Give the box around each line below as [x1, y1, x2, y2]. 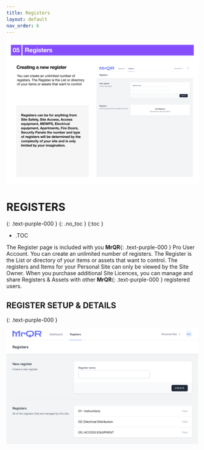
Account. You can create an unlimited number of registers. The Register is [6, 250, 192, 258]
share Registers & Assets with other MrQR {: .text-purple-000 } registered [6, 276, 190, 283]
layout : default [6, 16, 47, 23]
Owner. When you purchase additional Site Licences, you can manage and [6, 270, 193, 277]
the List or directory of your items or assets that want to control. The [6, 256, 178, 264]
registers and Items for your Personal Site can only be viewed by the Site [6, 263, 189, 270]
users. [6, 283, 23, 290]
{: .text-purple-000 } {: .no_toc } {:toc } [6, 220, 104, 228]
